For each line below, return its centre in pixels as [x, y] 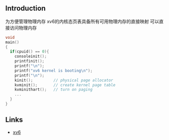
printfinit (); [29, 61]
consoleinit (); [31, 56]
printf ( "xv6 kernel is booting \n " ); [54, 71]
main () [12, 42]
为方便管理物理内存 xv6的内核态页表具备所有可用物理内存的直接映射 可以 [82, 21]
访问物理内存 [23, 28]
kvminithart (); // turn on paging [54, 90]
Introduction [26, 8]
